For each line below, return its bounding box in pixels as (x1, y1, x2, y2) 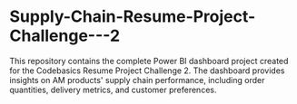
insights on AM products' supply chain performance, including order (9, 74, 265, 85)
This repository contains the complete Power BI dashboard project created (9, 55, 289, 66)
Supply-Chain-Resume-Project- (9, 6, 256, 27)
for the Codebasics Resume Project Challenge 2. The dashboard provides (9, 65, 285, 76)
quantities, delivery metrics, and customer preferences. (9, 84, 217, 95)
